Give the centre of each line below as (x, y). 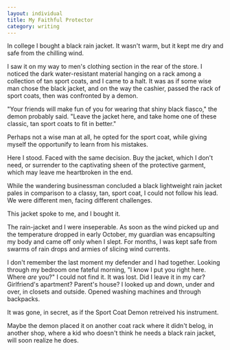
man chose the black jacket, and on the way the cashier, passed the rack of (114, 89)
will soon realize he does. (43, 340)
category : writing (33, 26)
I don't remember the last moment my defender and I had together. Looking (114, 262)
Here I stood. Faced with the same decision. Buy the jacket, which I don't (110, 158)
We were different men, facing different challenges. (80, 200)
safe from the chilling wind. (46, 53)
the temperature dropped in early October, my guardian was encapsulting (111, 234)
